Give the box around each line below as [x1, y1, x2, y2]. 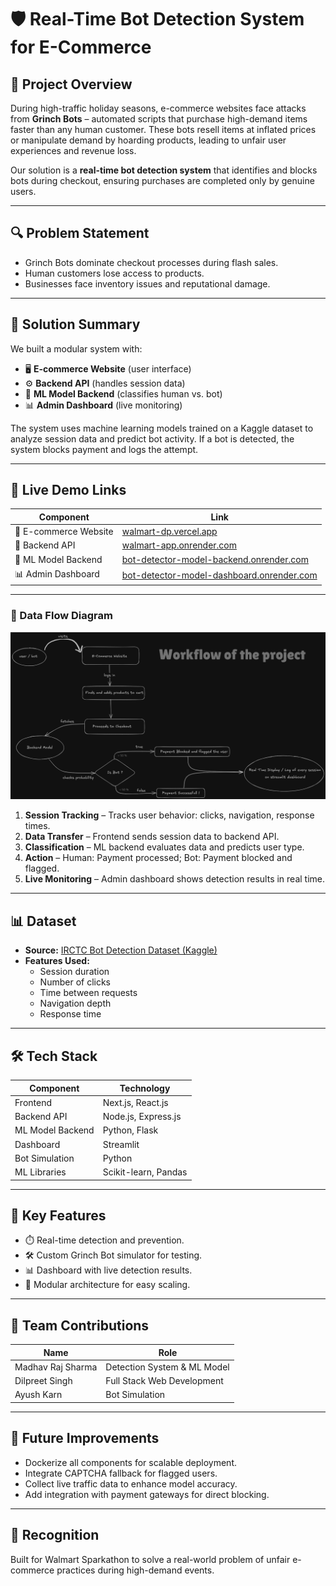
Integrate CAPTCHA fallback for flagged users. [24, 1467, 218, 1479]
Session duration [39, 966, 110, 978]
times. [24, 820, 51, 832]
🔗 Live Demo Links [10, 482, 127, 499]
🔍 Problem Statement [10, 225, 150, 242]
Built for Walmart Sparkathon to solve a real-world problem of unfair [10, 1553, 291, 1565]
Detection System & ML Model [105, 1361, 230, 1373]
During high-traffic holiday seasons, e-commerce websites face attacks [10, 102, 307, 114]
